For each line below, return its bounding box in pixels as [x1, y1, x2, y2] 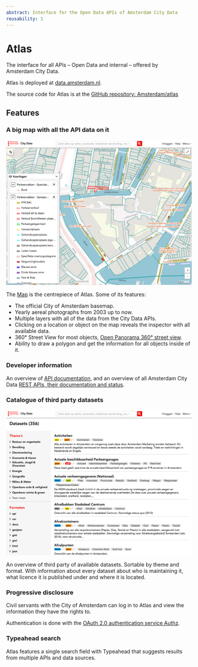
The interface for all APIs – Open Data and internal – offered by [6, 61, 159, 69]
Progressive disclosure [6, 588, 74, 597]
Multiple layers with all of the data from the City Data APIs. [14, 315, 157, 322]
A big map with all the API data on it [6, 125, 110, 134]
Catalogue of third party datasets [6, 396, 104, 404]
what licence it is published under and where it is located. [6, 574, 146, 581]
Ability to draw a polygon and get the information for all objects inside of [14, 340, 190, 347]
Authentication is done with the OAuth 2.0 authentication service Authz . [6, 620, 180, 627]
